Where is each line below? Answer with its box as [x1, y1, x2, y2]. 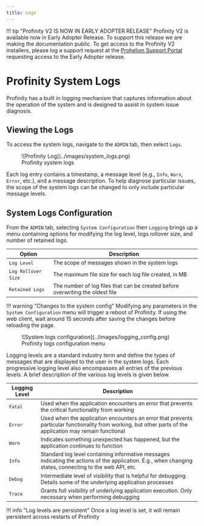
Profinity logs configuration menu [21, 340, 105, 347]
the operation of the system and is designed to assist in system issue [6, 101, 179, 108]
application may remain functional [40, 427, 126, 434]
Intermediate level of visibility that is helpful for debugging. [40, 472, 187, 479]
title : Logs [6, 10, 36, 16]
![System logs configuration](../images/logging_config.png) [21, 333, 170, 340]
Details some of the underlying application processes [40, 478, 174, 485]
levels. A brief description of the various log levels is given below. [6, 371, 170, 378]
